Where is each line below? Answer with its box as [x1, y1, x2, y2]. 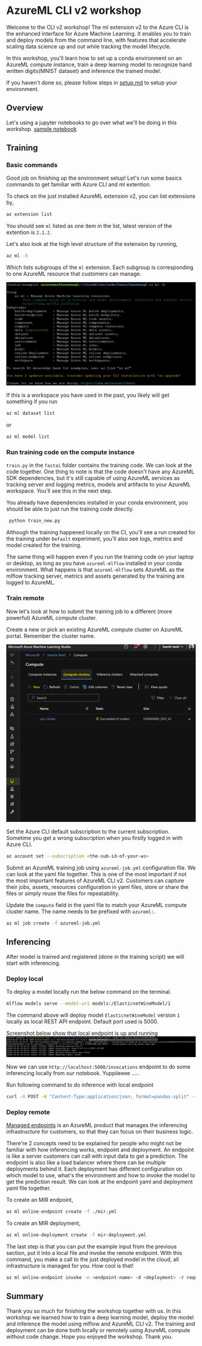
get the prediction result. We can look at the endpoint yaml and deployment [6, 1178, 194, 1186]
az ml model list [6, 434, 50, 440]
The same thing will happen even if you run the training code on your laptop [6, 553, 194, 561]
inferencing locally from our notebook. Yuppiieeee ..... [6, 1069, 139, 1076]
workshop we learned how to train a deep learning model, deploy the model [6, 1313, 194, 1321]
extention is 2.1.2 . [6, 229, 52, 236]
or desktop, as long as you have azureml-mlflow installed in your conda [6, 560, 182, 567]
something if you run [6, 398, 58, 405]
